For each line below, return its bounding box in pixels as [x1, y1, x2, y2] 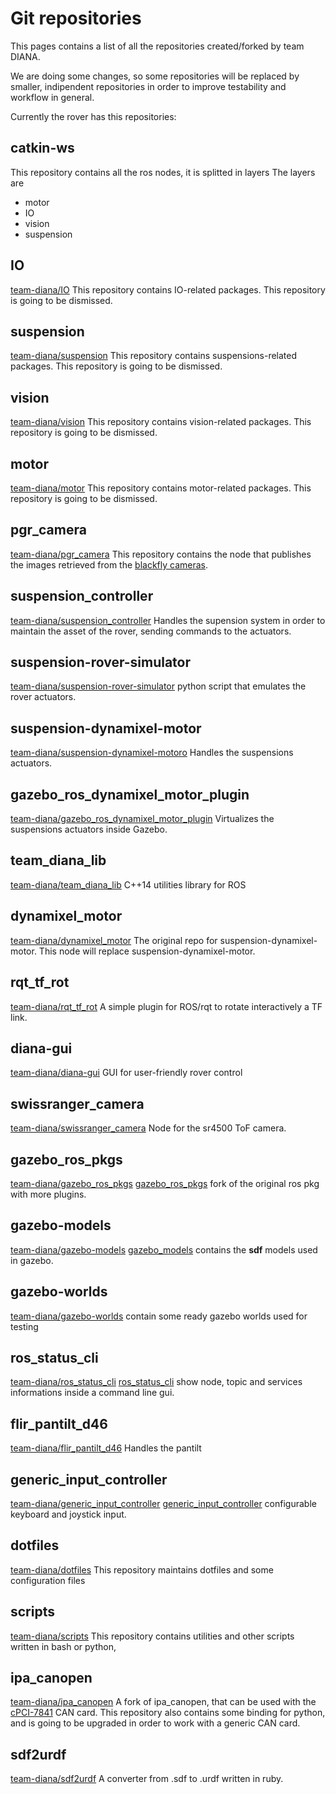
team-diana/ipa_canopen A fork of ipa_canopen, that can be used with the [10, 1696, 317, 1708]
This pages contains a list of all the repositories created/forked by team [10, 40, 305, 52]
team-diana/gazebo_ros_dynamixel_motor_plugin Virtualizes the [10, 813, 275, 825]
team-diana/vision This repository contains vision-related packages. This [10, 416, 312, 428]
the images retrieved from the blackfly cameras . [10, 558, 209, 571]
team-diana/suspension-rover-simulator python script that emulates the [10, 680, 307, 692]
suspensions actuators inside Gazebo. [10, 823, 168, 836]
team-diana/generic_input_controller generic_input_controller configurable [10, 1498, 317, 1509]
